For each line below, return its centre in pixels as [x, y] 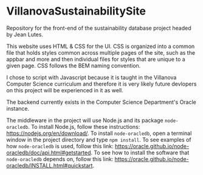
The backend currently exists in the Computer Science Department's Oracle [101, 102]
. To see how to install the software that [140, 153]
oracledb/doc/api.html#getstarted [49, 153]
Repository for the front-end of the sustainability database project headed [99, 28]
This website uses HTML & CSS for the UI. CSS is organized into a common [101, 46]
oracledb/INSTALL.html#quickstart [50, 165]
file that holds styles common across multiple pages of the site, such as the [101, 52]
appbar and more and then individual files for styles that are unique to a [96, 59]
